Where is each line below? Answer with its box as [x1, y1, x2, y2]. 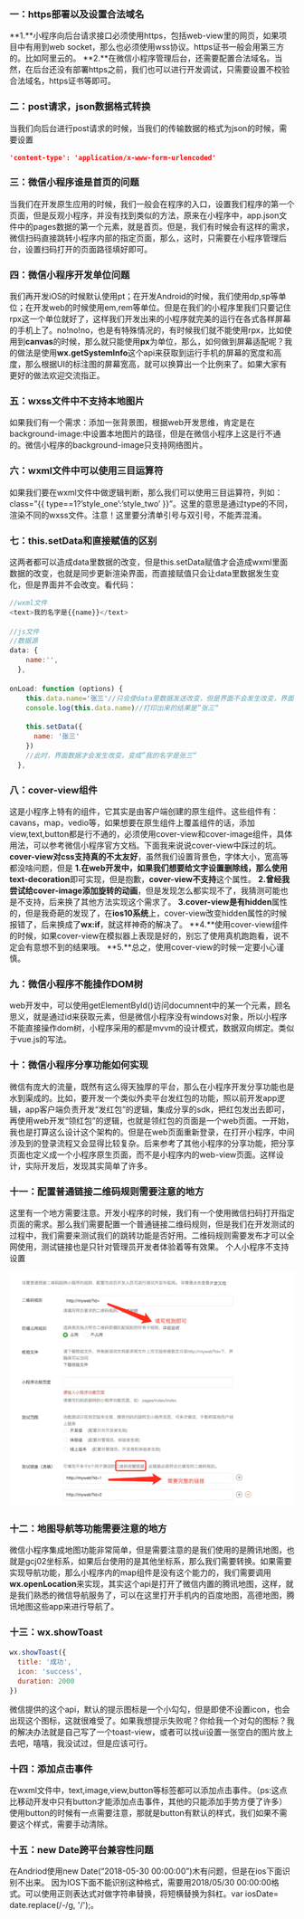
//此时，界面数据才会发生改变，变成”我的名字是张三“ [25, 751, 197, 760]
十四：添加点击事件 [9, 1762, 93, 1775]
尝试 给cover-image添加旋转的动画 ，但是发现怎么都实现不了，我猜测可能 [9, 885, 280, 896]
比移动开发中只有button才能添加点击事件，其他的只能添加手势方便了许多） [9, 1796, 288, 1807]
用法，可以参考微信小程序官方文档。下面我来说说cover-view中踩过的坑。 [9, 840, 281, 850]
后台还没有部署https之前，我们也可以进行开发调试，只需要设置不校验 [33, 64, 290, 75]
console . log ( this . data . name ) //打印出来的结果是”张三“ [25, 703, 219, 712]
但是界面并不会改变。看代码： [24, 579, 137, 590]
